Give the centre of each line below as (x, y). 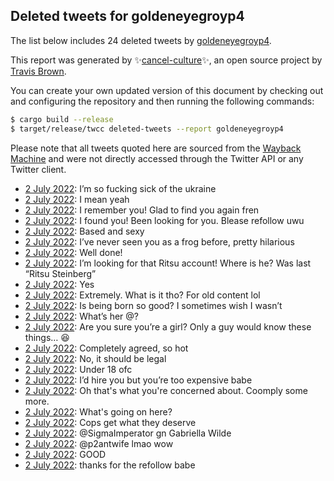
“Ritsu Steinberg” (60, 273)
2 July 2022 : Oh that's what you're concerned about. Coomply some (166, 390)
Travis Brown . (38, 71)
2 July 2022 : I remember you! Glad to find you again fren (142, 210)
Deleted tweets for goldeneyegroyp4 (127, 16)
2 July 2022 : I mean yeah (77, 199)
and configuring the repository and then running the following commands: (162, 101)
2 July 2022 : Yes (59, 284)
